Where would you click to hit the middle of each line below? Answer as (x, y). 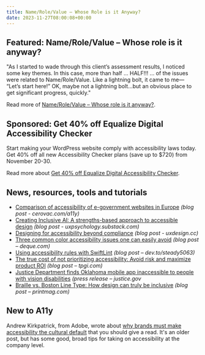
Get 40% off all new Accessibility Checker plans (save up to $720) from (97, 155)
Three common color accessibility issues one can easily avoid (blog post (107, 239)
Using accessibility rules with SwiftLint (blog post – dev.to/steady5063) (105, 252)
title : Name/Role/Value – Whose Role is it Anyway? (73, 12)
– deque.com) (33, 246)
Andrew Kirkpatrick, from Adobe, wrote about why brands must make (94, 326)
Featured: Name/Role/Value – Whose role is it (94, 43)
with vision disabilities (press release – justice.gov (78, 278)
